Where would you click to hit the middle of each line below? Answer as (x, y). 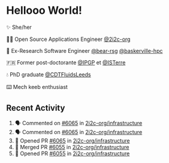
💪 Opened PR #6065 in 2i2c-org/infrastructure (72, 140)
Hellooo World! (44, 11)
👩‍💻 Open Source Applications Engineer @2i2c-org (68, 39)
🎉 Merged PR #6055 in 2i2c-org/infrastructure (72, 147)
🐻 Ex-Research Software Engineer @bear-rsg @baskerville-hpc (84, 51)
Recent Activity (36, 108)
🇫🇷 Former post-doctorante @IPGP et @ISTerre (66, 62)
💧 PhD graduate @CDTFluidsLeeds (49, 74)
